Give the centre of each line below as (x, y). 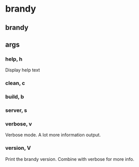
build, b (15, 97)
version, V (18, 148)
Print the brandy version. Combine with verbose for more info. (70, 159)
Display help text (23, 70)
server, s (16, 110)
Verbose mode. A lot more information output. (53, 135)
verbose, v (19, 123)
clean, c (15, 83)
